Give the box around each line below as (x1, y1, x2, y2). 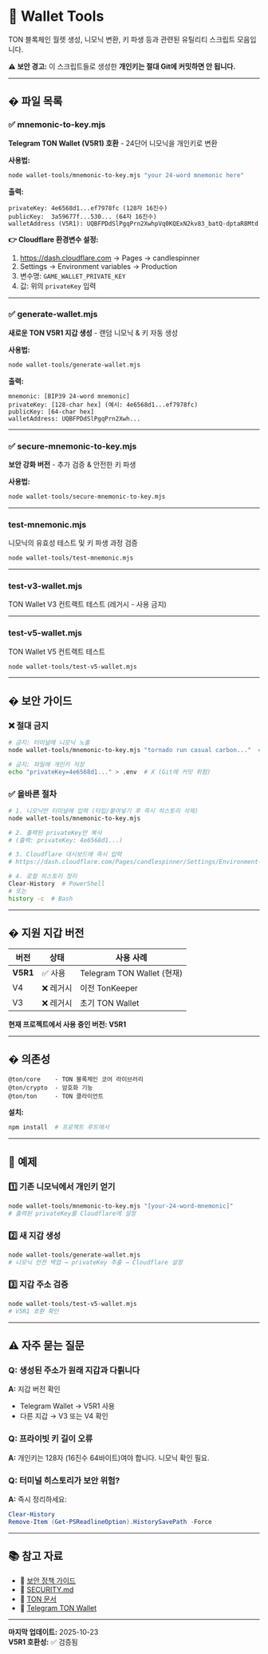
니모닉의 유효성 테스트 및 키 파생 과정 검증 (8, 538, 138, 548)
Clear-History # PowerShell (8, 880, 105, 888)
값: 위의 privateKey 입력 (19, 281, 97, 291)
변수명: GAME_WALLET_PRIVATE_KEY (19, 271, 126, 280)
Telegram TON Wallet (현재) (79, 967, 183, 979)
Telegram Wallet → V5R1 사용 (19, 1401, 116, 1411)
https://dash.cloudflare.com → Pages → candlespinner (19, 253, 200, 263)
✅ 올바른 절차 (8, 788, 57, 799)
